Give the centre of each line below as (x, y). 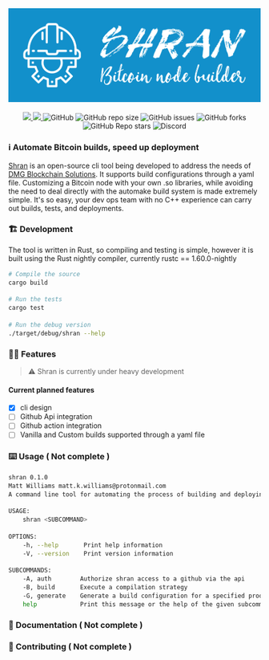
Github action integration (61, 426)
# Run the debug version (50, 325)
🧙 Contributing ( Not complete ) (70, 646)
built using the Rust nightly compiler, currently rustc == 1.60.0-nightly (123, 258)
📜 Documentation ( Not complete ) (76, 625)
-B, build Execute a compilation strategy (105, 588)
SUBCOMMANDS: (30, 570)
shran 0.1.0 (28, 477)
